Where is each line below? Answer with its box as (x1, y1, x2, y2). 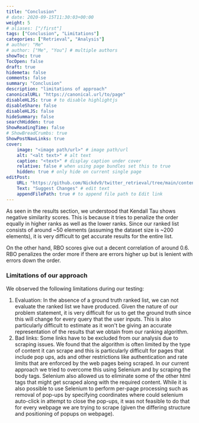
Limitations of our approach (6, 272, 88, 280)
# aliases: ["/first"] (6, 25, 62, 31)
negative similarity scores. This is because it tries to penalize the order (6, 213, 179, 220)
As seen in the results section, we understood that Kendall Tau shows (6, 207, 176, 214)
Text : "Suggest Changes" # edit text (17, 185, 110, 191)
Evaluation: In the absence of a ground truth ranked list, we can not (14, 296, 179, 304)
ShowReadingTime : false (6, 125, 65, 131)
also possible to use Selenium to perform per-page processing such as (14, 384, 188, 392)
